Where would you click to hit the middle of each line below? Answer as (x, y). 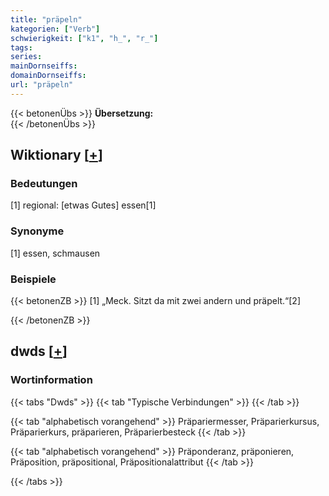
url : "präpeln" (42, 85)
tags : (21, 47)
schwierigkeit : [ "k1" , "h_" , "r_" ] (84, 38)
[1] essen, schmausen (55, 253)
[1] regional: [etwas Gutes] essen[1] (83, 205)
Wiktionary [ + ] (56, 155)
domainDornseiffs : (48, 76)
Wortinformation (51, 380)
